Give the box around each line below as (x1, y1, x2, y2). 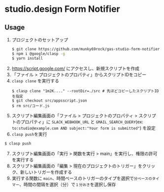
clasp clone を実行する (11, 77, 60, 83)
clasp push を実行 (11, 131, 47, 137)
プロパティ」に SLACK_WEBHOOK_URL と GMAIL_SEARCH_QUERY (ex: (20, 118, 143, 124)
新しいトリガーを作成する (20, 169, 72, 175)
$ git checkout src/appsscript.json (11, 98, 87, 103)
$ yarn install (11, 56, 43, 61)
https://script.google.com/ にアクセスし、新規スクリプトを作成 (11, 65, 140, 71)
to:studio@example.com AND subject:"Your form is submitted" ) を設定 (11, 125, 156, 131)
